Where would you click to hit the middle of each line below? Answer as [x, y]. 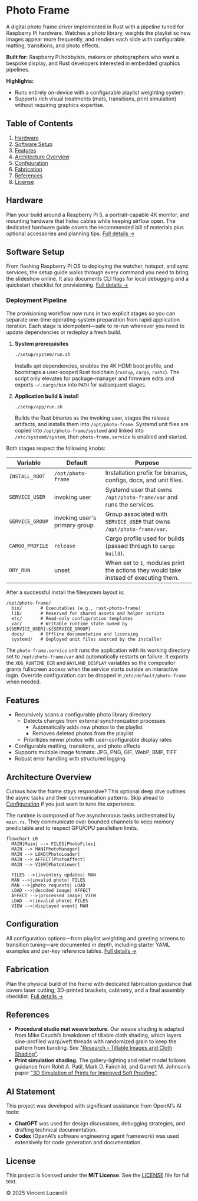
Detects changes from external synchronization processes [95, 721]
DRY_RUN [20, 570]
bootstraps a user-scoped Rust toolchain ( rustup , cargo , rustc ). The [97, 372]
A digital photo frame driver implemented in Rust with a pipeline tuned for [95, 27]
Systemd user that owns [139, 490]
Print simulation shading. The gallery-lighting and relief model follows [100, 1060]
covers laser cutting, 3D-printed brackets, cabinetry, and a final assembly [95, 990]
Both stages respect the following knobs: [56, 448]
